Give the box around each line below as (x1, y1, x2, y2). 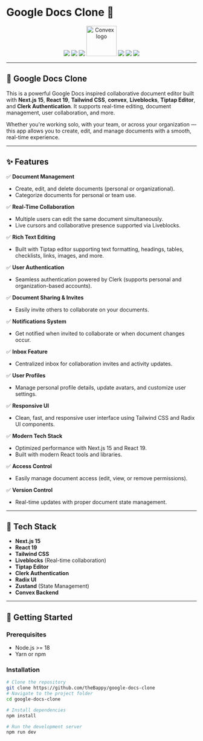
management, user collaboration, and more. (6, 109, 115, 116)
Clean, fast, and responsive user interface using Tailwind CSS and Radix (14, 414, 195, 421)
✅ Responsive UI (6, 402, 50, 409)
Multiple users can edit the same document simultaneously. (14, 215, 164, 223)
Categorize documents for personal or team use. (14, 191, 137, 198)
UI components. (14, 420, 56, 428)
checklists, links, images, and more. (14, 252, 105, 259)
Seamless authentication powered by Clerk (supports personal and (14, 275, 182, 283)
